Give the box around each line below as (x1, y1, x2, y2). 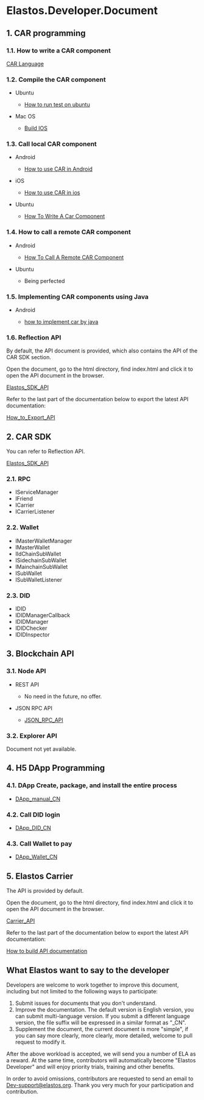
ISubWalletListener (15, 576, 63, 583)
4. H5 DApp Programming (6, 763, 105, 773)
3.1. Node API (6, 667, 46, 676)
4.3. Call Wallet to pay (6, 839, 72, 848)
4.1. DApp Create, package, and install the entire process (6, 781, 178, 790)
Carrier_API (6, 917, 35, 924)
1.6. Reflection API (6, 333, 62, 341)
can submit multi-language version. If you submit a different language (15, 1012, 191, 1020)
